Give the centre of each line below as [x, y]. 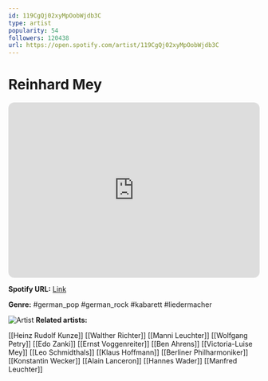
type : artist [30, 23]
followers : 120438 [39, 38]
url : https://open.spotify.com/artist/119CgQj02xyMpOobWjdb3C [114, 45]
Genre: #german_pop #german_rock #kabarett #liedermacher [110, 304]
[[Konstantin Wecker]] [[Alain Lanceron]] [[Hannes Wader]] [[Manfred [123, 361]
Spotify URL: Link [37, 289]
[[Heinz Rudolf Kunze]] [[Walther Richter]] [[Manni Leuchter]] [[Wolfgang [128, 336]
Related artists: [61, 320]
